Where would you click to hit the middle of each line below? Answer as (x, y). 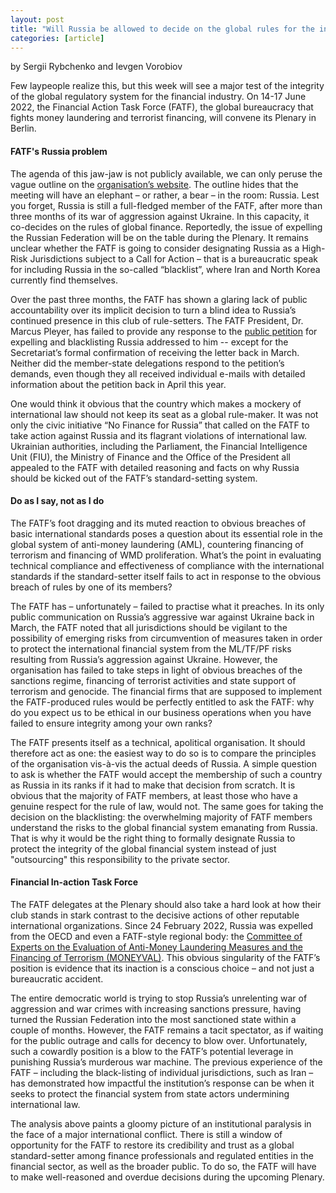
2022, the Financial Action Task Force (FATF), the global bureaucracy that (162, 107)
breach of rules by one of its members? (91, 587)
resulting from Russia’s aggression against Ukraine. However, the (144, 659)
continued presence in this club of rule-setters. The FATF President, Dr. (157, 320)
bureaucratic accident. (57, 978)
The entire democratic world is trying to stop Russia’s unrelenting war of (159, 998)
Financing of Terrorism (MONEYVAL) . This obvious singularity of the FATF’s (165, 957)
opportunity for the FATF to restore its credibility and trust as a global (152, 1145)
